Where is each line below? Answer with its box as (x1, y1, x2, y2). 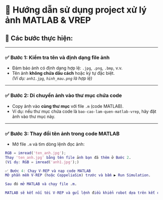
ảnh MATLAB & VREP (5, 15, 91, 26)
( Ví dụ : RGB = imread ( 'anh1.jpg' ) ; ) (5, 160, 79, 165)
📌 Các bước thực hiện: (5, 34, 73, 42)
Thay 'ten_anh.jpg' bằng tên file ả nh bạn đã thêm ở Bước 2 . (5, 155, 131, 160)
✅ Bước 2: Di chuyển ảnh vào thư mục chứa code (5, 92, 122, 99)
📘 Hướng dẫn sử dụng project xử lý (5, 4, 147, 16)
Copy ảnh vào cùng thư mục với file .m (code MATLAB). (12, 103, 124, 109)
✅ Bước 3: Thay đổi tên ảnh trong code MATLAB (5, 130, 120, 137)
